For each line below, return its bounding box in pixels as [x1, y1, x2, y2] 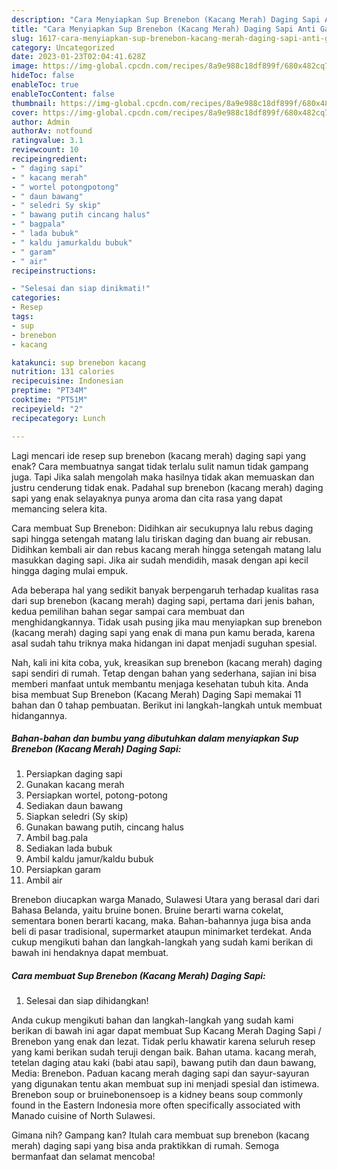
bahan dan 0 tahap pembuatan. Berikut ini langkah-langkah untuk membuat [11, 699, 323, 711]
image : [11, 61, 39, 71]
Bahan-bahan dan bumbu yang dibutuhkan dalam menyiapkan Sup [11, 732, 299, 745]
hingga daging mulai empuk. [11, 564, 129, 576]
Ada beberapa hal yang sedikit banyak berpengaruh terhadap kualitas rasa [11, 584, 319, 596]
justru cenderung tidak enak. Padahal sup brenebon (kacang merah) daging [11, 481, 324, 493]
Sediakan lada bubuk [25, 842, 113, 855]
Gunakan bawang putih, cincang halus [25, 821, 184, 833]
